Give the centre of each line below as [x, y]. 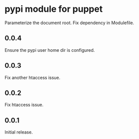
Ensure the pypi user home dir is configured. [50, 50]
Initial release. [19, 132]
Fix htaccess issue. [24, 105]
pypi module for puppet [54, 9]
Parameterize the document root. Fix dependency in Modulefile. [69, 23]
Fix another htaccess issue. [33, 77]
